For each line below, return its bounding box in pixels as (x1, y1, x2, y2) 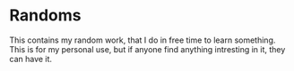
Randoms (9, 5, 82, 26)
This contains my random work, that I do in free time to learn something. (9, 35, 276, 45)
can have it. (9, 53, 52, 64)
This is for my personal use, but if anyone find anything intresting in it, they (9, 43, 286, 54)
